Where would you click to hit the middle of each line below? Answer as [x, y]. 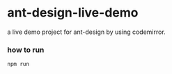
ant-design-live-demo [73, 13]
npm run [18, 64]
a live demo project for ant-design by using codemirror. [86, 32]
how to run [26, 50]
